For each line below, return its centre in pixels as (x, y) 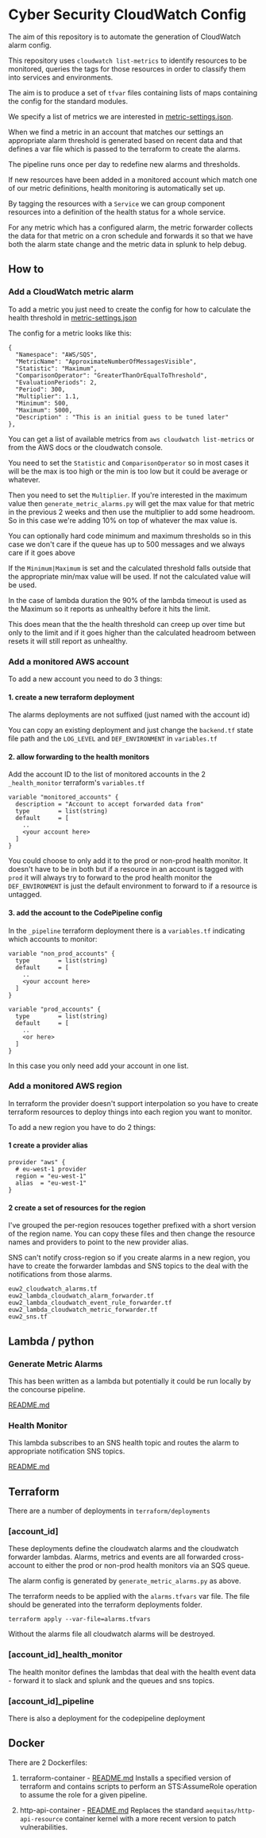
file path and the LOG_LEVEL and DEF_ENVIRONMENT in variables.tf (113, 739)
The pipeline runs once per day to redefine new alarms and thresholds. (124, 164)
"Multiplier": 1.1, (48, 396)
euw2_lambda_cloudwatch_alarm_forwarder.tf (81, 1296)
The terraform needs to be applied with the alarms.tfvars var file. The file (129, 1596)
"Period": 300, (40, 389)
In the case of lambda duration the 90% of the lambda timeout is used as (127, 600)
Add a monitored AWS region (65, 1086)
